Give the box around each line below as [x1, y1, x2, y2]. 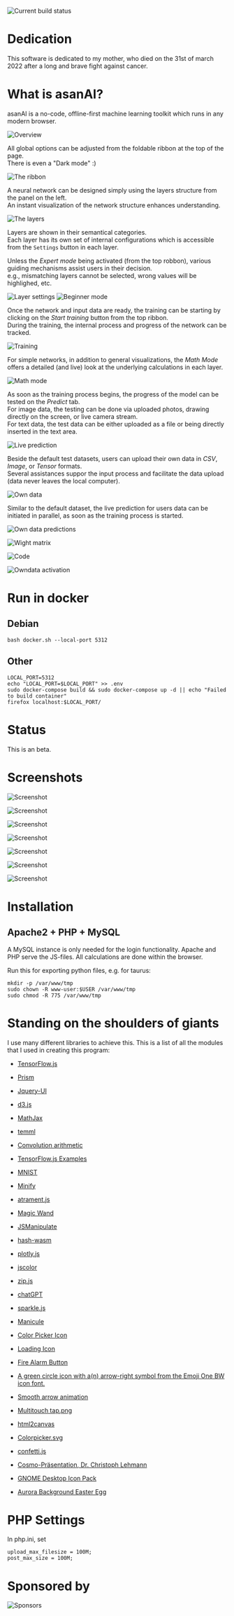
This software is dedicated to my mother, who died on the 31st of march [7, 54, 214, 62]
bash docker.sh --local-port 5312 [7, 636, 108, 644]
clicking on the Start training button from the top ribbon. [7, 313, 169, 322]
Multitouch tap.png [17, 1406, 73, 1414]
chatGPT [17, 1290, 43, 1299]
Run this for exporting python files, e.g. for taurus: [7, 966, 152, 974]
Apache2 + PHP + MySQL [7, 927, 121, 939]
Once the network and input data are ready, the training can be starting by [7, 305, 221, 315]
